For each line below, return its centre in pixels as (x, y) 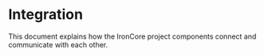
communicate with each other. (58, 44)
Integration (46, 15)
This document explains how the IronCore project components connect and (132, 36)
